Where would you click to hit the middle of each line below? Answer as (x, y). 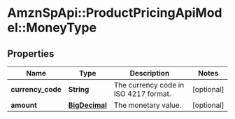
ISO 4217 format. (142, 94)
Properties (31, 54)
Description (150, 73)
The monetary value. (148, 105)
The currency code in (149, 85)
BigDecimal (87, 105)
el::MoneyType (52, 28)
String (79, 89)
